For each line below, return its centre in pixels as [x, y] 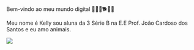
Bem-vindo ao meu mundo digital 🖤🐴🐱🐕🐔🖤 [61, 9]
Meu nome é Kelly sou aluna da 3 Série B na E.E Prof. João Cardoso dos [97, 23]
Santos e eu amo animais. [39, 29]
